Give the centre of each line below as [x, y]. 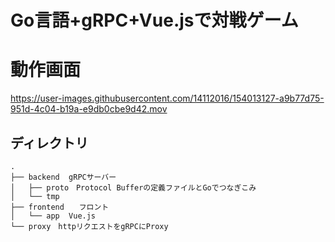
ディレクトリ [49, 142]
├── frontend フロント [60, 207]
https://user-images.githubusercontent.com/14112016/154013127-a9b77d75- [167, 98]
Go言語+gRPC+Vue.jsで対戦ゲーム [154, 20]
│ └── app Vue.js [53, 216]
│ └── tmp [35, 196]
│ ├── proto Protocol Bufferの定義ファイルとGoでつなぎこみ [133, 187]
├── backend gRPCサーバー [63, 177]
